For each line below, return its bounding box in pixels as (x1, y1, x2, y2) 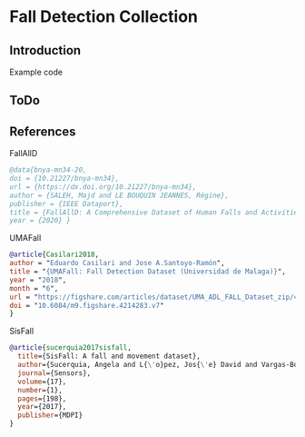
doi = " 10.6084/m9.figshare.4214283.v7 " (9, 301, 165, 310)
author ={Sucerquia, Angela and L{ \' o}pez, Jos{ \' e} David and (17, 361, 258, 370)
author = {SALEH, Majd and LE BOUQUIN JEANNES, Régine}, (9, 191, 230, 200)
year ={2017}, (17, 402, 67, 412)
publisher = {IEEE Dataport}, (9, 199, 124, 208)
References (9, 124, 76, 139)
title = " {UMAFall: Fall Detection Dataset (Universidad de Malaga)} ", (9, 267, 286, 276)
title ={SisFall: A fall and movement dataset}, (17, 352, 202, 361)
